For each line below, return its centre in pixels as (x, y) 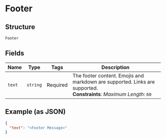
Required (57, 85)
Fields (15, 53)
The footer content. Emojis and (108, 76)
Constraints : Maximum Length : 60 (112, 94)
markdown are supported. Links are (114, 82)
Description (115, 67)
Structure (20, 27)
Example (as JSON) (35, 112)
